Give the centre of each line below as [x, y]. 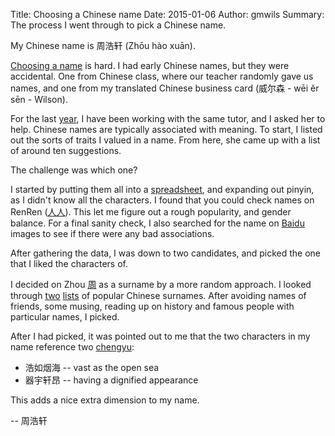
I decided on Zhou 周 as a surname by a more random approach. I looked [161, 284]
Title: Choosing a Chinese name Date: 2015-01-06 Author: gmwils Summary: [167, 14]
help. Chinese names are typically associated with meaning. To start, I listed [166, 129]
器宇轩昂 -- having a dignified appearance [111, 380]
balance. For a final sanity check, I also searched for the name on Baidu [157, 223]
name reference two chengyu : [72, 347]
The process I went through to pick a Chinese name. [118, 25]
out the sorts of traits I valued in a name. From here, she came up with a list [165, 140]
